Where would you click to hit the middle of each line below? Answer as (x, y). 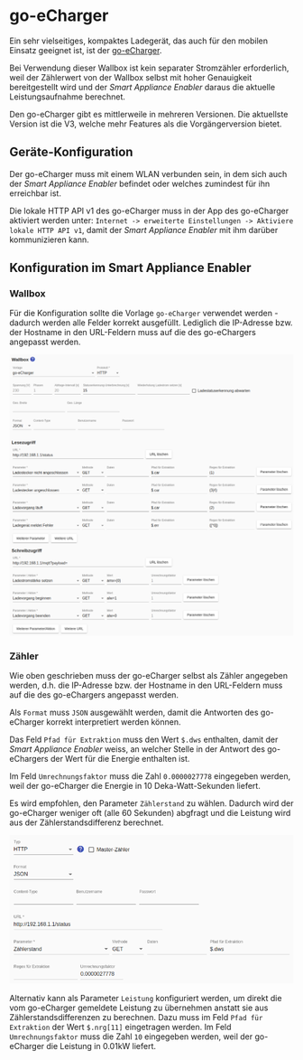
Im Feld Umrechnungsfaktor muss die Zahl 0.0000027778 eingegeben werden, (150, 776)
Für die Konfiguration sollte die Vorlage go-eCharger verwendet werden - (144, 314)
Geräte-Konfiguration (71, 152)
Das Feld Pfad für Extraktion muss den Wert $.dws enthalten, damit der (144, 740)
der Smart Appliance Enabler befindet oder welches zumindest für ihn (140, 183)
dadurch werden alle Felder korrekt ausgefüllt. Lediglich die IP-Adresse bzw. (151, 323)
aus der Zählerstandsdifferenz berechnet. (87, 822)
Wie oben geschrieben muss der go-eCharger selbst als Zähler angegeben (149, 676)
